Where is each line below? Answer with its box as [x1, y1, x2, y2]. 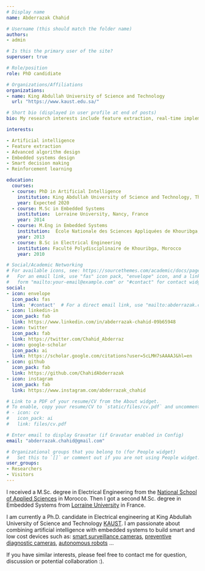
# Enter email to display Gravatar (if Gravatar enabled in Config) [6, 432, 184, 438]
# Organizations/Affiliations [6, 81, 84, 88]
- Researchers [6, 466, 43, 472]
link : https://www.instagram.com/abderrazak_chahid [12, 387, 146, 394]
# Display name [6, 9, 45, 15]
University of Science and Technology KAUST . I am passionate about [6, 520, 180, 527]
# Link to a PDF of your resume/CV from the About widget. [6, 398, 160, 405]
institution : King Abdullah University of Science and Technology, [17, 194, 192, 200]
